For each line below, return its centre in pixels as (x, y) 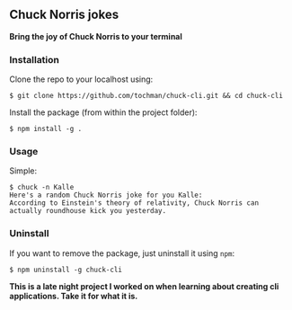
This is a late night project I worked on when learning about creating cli (144, 286)
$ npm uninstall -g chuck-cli (66, 270)
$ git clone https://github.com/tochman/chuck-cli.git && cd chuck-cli (146, 96)
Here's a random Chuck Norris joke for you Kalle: (106, 195)
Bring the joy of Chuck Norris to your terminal (96, 36)
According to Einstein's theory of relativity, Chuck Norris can (134, 203)
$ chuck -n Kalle (42, 188)
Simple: (23, 171)
